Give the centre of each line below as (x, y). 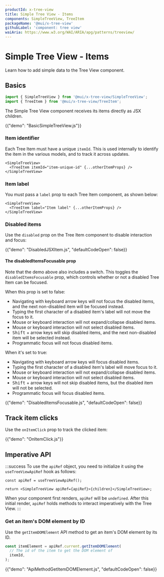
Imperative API (28, 454)
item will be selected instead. (41, 337)
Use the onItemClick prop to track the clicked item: (56, 430)
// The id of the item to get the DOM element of (61, 551)
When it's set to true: (26, 352)
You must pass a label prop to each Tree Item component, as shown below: (82, 194)
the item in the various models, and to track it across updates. (67, 154)
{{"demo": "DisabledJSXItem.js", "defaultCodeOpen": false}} (66, 250)
